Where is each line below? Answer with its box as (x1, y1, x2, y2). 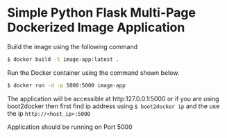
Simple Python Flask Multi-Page (7, 5, 196, 21)
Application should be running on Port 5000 (7, 123, 133, 131)
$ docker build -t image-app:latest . (7, 55, 119, 63)
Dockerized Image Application (7, 19, 185, 35)
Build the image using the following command (7, 42, 138, 51)
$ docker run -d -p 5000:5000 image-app (7, 82, 126, 89)
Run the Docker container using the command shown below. (7, 68, 180, 77)
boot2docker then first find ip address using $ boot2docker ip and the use (7, 102, 220, 110)
